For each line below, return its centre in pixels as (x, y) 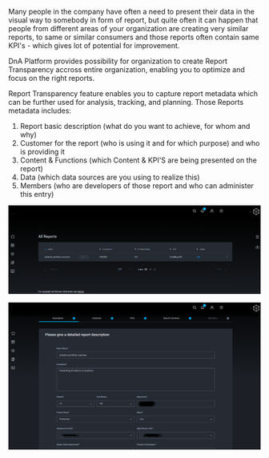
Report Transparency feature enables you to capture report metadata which (133, 94)
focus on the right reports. (52, 78)
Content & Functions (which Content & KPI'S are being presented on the (139, 160)
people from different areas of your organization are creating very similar (128, 28)
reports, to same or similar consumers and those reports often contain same (134, 37)
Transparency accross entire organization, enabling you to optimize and (127, 70)
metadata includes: (40, 110)
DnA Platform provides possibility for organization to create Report (118, 61)
